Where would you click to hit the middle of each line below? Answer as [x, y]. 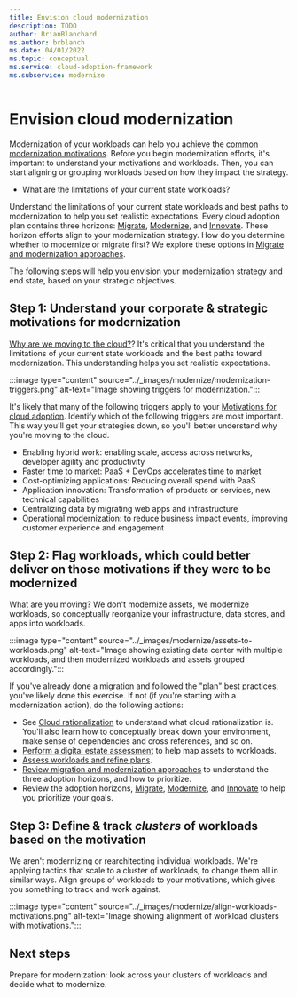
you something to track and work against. [85, 889]
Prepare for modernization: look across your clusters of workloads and [138, 975]
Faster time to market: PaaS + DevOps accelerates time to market [141, 471]
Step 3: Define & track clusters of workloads [134, 826]
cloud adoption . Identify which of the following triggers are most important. [146, 416]
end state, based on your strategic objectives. [93, 280]
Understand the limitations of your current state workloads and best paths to [149, 206]
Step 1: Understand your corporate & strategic [139, 309]
